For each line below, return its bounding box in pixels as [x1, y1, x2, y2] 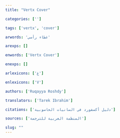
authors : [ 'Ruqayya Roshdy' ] [5, 89, 66, 94]
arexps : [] [5, 44, 28, 49]
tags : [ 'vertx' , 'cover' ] [5, 26, 59, 31]
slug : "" [5, 125, 24, 130]
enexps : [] [5, 62, 28, 67]
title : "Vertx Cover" [5, 7, 51, 13]
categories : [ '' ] [5, 16, 42, 22]
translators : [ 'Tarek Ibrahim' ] [5, 98, 73, 103]
